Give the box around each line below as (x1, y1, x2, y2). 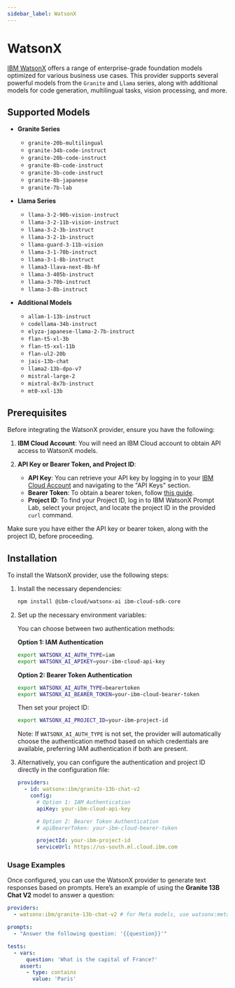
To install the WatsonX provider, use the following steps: (7, 571, 169, 579)
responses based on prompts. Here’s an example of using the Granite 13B (7, 884, 220, 892)
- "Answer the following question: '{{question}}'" (13, 931, 168, 938)
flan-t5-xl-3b (27, 336, 69, 343)
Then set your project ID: (17, 703, 90, 712)
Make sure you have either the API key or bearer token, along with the (7, 525, 208, 533)
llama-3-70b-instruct (27, 278, 91, 286)
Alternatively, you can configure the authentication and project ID (17, 758, 206, 766)
